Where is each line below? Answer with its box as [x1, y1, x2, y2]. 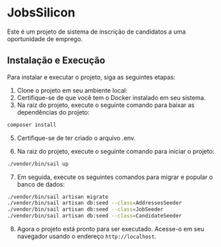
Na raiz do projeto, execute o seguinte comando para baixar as [16, 101, 195, 109]
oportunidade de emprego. [7, 34, 83, 43]
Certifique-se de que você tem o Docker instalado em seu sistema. [16, 93, 207, 102]
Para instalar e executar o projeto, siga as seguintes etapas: [7, 73, 176, 81]
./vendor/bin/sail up [7, 160, 69, 167]
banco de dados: [16, 180, 65, 188]
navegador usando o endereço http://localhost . [16, 232, 157, 240]
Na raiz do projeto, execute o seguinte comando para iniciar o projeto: [16, 147, 215, 155]
